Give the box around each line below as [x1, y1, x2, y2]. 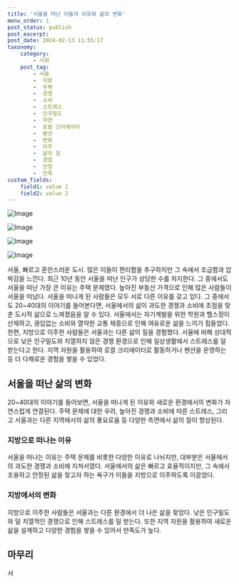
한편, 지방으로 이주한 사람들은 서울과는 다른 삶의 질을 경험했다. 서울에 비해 [7, 328, 213, 336]
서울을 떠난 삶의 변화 [7, 378, 92, 390]
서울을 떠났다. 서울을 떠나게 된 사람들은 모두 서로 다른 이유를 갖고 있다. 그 [7, 292, 210, 301]
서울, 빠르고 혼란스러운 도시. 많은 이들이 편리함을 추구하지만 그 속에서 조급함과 [7, 266, 225, 274]
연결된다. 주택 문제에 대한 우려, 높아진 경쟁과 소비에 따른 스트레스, [31, 407, 215, 416]
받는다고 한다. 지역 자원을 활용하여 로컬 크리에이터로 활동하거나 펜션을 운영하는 [7, 346, 227, 354]
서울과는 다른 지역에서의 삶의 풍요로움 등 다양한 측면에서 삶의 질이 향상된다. [14, 416, 225, 425]
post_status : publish [7, 24, 72, 31]
